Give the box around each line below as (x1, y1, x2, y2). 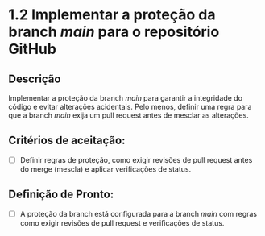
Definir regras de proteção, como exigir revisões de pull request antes (19, 155, 253, 164)
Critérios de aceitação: (8, 134, 126, 147)
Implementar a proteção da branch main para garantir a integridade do (8, 93, 243, 102)
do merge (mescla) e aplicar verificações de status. (19, 164, 192, 174)
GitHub (8, 40, 56, 58)
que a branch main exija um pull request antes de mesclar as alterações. (8, 110, 250, 120)
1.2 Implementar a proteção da (8, 6, 216, 24)
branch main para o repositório (8, 23, 220, 41)
